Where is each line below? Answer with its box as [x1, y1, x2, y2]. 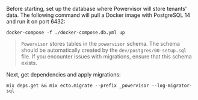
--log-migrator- [151, 83, 193, 89]
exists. [20, 60, 37, 66]
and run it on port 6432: [6, 18, 66, 25]
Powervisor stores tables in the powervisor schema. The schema [20, 40, 181, 47]
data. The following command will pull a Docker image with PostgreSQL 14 [6, 11, 191, 19]
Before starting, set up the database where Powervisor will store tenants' [6, 5, 187, 12]
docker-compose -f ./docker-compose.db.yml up [6, 30, 125, 36]
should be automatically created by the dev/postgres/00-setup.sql [20, 46, 187, 54]
